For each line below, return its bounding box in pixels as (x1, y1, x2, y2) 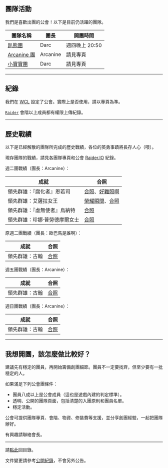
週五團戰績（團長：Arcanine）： (5, 266, 70, 272)
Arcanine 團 (7, 51, 35, 58)
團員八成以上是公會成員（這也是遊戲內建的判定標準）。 (12, 391, 124, 397)
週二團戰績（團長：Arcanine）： (5, 165, 70, 171)
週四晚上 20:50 (65, 41, 102, 48)
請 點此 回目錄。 (5, 447, 36, 453)
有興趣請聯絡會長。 (5, 431, 45, 437)
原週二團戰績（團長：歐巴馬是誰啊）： (5, 230, 82, 236)
